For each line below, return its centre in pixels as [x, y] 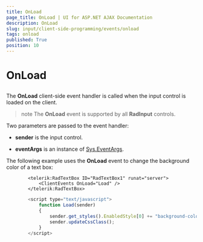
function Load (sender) [67, 205]
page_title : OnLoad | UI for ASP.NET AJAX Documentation [79, 18]
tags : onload [23, 34]
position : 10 [23, 46]
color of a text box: [30, 167]
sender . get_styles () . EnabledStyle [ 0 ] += [101, 217]
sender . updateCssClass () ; [82, 222]
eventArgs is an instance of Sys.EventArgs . [69, 149]
